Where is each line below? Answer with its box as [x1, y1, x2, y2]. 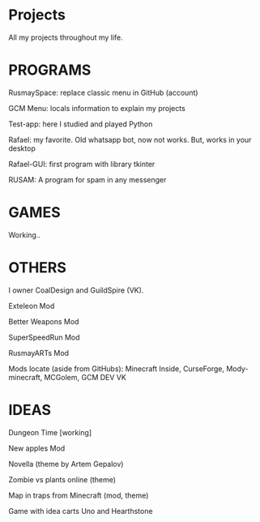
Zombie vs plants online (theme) [8, 474, 116, 484]
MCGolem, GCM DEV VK [44, 372, 127, 382]
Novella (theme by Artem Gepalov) [8, 459, 124, 469]
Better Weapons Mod [8, 316, 79, 326]
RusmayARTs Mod [8, 348, 70, 357]
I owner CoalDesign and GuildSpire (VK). [8, 285, 144, 295]
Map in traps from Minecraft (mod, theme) [8, 490, 149, 500]
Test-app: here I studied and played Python [8, 119, 153, 129]
